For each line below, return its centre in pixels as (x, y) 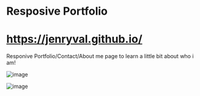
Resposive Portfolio (57, 11)
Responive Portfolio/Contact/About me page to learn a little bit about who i (100, 56)
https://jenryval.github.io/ (74, 39)
